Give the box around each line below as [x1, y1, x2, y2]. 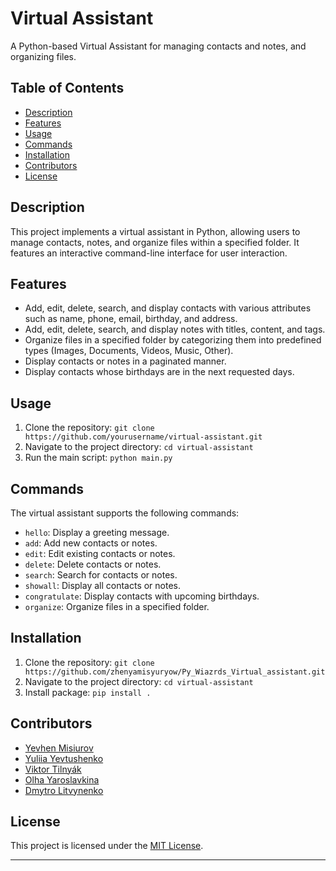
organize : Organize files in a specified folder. [24, 601, 210, 612]
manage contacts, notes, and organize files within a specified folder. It [10, 236, 300, 248]
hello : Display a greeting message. [24, 527, 170, 538]
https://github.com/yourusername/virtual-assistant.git [24, 432, 263, 442]
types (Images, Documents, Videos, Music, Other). [24, 345, 234, 357]
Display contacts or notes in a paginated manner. [24, 355, 227, 367]
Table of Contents [10, 80, 125, 97]
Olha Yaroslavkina [24, 773, 100, 786]
